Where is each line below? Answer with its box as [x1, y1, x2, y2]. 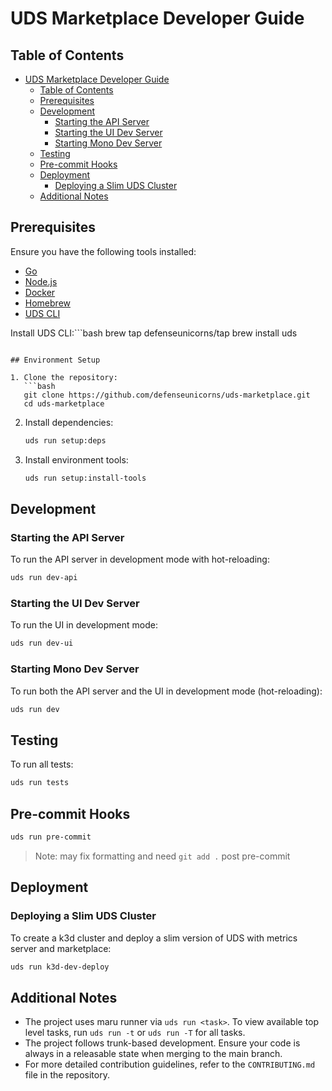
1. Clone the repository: [10, 372, 118, 382]
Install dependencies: [24, 416, 114, 428]
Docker [24, 286, 56, 298]
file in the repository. [24, 1069, 110, 1081]
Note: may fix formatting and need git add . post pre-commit [34, 850, 291, 862]
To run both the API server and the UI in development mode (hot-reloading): [10, 685, 323, 697]
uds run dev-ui [10, 638, 74, 649]
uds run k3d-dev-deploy [10, 962, 110, 972]
